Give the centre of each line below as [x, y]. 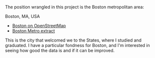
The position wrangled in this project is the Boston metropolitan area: [75, 7]
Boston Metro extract [33, 31]
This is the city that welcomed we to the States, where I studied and [73, 40]
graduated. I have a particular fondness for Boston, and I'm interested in [77, 45]
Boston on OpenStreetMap [39, 26]
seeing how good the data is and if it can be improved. [60, 51]
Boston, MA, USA [22, 16]
